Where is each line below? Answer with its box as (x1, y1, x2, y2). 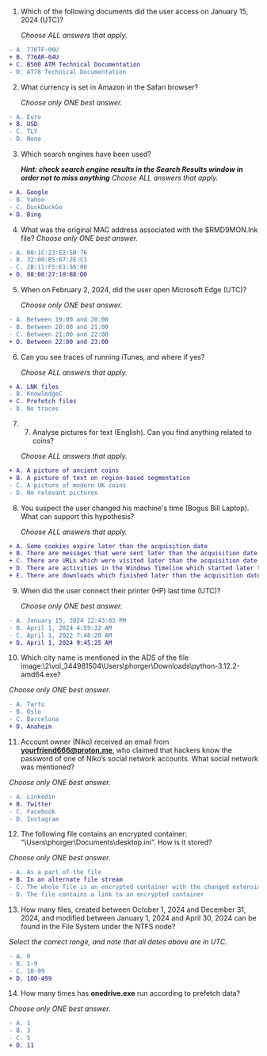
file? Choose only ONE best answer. (20, 233, 138, 242)
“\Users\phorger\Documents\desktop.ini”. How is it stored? (20, 837, 212, 847)
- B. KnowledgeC (9, 390, 63, 398)
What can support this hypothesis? (20, 511, 135, 521)
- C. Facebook (9, 807, 56, 815)
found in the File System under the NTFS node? (20, 921, 176, 931)
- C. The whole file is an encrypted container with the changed (9, 883, 229, 891)
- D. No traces (9, 405, 59, 413)
